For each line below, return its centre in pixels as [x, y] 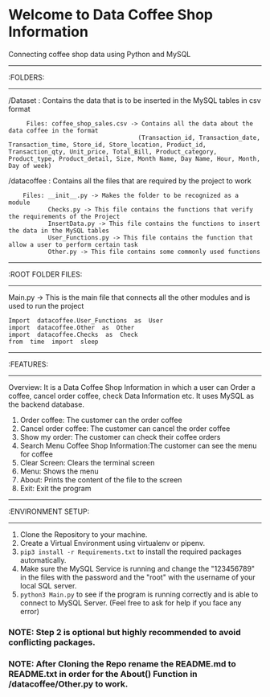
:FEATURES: [29, 364]
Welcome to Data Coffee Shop [110, 15]
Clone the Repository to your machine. [84, 534]
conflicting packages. [52, 642]
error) [30, 611]
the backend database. [46, 404]
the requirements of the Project [64, 216]
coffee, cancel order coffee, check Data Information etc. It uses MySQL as [131, 396]
